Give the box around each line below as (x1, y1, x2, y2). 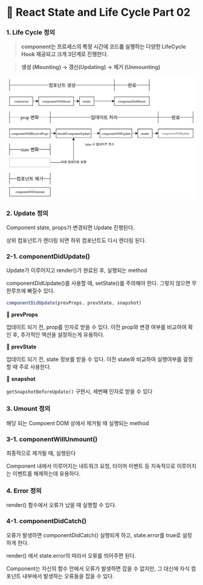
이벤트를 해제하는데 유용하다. (12, 469, 81, 477)
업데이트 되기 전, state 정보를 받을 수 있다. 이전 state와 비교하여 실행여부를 (6, 355, 182, 363)
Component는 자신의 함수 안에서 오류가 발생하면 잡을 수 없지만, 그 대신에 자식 (6, 564, 190, 572)
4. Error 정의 (6, 486, 42, 495)
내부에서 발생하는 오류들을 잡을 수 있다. (22, 572, 115, 580)
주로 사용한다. (19, 363, 51, 371)
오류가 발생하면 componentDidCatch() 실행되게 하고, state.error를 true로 (6, 531, 181, 538)
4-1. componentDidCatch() (6, 517, 86, 526)
